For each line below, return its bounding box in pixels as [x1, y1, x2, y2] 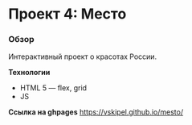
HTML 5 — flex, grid [19, 83, 87, 93]
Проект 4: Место [8, 5, 127, 23]
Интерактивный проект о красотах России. [8, 52, 157, 61]
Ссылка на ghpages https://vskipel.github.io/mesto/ [8, 107, 183, 117]
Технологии [8, 68, 51, 77]
